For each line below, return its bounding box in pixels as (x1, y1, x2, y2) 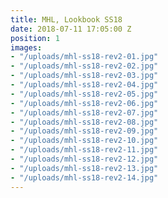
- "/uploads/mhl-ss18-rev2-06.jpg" (10, 98, 159, 108)
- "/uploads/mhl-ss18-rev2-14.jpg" (10, 172, 159, 183)
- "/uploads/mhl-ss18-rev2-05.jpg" (10, 89, 159, 99)
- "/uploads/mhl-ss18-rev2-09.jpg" (10, 126, 159, 136)
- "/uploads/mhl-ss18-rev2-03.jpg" (10, 71, 159, 81)
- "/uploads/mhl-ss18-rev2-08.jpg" (10, 117, 159, 127)
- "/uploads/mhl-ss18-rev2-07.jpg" (10, 107, 159, 118)
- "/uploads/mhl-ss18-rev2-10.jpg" (10, 136, 159, 146)
